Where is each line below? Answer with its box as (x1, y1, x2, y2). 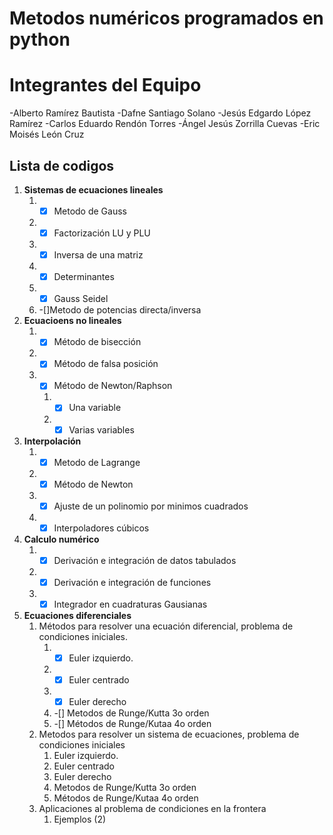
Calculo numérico (23, 533, 100, 545)
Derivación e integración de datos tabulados (53, 554, 237, 566)
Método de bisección (53, 336, 142, 348)
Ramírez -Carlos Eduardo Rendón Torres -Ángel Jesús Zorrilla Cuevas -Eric (9, 118, 321, 130)
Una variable (68, 402, 122, 414)
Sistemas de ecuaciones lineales (23, 183, 164, 196)
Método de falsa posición (53, 358, 159, 370)
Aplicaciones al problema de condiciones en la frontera (38, 803, 267, 815)
